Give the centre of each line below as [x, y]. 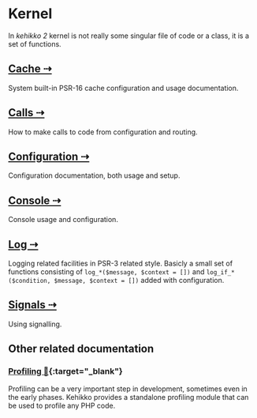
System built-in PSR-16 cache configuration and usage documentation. [123, 88]
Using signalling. [35, 324]
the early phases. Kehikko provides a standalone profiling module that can [128, 397]
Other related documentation [81, 349]
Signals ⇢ [32, 305]
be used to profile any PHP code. [62, 405]
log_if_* [220, 273]
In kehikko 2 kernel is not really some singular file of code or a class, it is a [129, 36]
